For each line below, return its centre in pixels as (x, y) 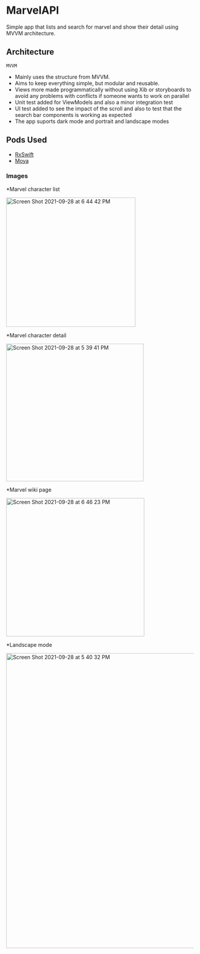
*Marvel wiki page (29, 489)
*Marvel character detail (36, 335)
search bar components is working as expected (73, 115)
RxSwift (24, 154)
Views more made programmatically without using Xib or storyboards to (103, 89)
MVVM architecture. (31, 33)
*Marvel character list (33, 189)
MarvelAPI (33, 10)
